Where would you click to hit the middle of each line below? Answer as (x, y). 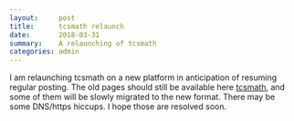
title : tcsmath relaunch (67, 26)
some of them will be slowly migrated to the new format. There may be (142, 97)
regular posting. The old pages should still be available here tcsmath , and (147, 87)
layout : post (42, 18)
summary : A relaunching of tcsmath (83, 43)
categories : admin (44, 52)
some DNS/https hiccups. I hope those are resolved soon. (118, 106)
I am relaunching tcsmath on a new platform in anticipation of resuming (143, 77)
